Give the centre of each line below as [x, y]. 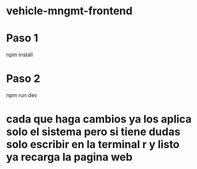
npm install [20, 55]
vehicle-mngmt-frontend [69, 11]
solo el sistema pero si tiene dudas [93, 132]
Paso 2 [23, 79]
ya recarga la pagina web [69, 157]
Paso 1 [22, 38]
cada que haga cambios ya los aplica [99, 119]
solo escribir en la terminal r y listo [93, 145]
